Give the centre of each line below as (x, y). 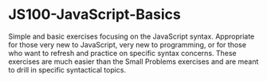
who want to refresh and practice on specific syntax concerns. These (122, 53)
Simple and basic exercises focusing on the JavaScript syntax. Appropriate (132, 36)
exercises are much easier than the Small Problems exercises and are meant (133, 61)
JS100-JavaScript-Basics (94, 15)
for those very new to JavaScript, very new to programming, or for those (128, 44)
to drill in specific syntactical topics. (67, 69)
